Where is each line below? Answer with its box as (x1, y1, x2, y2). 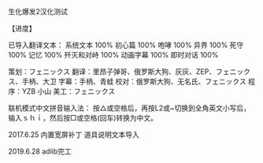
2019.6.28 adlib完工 (8, 146, 72, 156)
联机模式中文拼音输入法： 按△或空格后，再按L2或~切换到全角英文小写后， (8, 103, 250, 113)
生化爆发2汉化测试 (8, 7, 69, 16)
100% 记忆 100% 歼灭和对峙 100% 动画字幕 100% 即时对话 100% (8, 50, 219, 59)
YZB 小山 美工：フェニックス (21, 87, 116, 96)
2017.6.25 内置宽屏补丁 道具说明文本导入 (8, 130, 139, 139)
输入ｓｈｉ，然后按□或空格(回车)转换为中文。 (8, 113, 158, 122)
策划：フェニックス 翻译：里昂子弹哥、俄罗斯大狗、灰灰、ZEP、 (8, 67, 217, 76)
